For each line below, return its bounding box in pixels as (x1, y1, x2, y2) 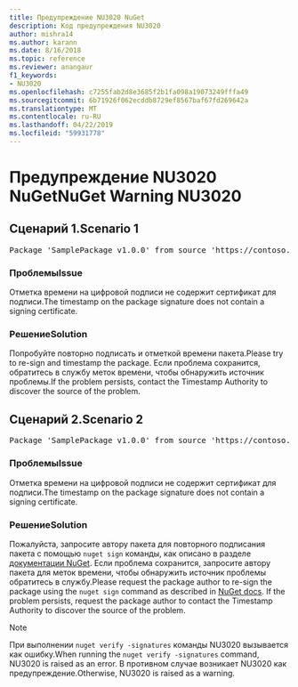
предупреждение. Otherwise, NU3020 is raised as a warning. (9, 667, 236, 678)
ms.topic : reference (9, 54, 86, 63)
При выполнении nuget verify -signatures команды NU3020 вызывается (9, 639, 289, 650)
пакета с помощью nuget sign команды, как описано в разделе (9, 548, 252, 559)
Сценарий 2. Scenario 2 (9, 411, 144, 427)
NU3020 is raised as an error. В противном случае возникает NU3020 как (9, 658, 287, 668)
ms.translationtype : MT (9, 104, 98, 113)
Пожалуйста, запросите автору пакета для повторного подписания (9, 538, 266, 549)
